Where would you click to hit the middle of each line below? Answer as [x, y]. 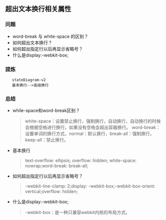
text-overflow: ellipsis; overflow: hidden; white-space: [81, 160]
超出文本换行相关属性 [38, 9]
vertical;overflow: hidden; [51, 191]
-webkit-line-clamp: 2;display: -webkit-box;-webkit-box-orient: [90, 186]
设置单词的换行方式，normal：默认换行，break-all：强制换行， [90, 133]
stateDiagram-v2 [29, 80]
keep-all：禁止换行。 [47, 140]
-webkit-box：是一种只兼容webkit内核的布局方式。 [77, 212]
